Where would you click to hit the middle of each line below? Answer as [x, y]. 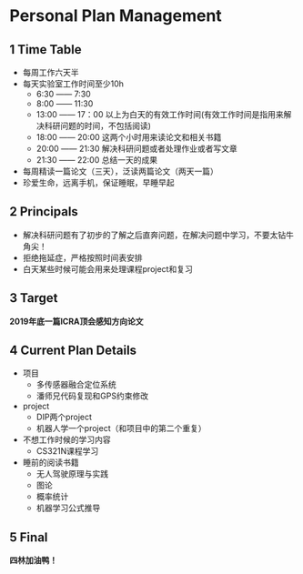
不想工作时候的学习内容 [66, 440]
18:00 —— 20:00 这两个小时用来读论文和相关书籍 [129, 137]
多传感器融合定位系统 [76, 385]
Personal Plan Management [116, 16]
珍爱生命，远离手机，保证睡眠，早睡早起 [98, 182]
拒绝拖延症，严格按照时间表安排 [82, 257]
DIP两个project [64, 417]
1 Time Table [45, 50]
